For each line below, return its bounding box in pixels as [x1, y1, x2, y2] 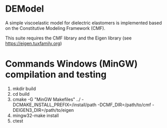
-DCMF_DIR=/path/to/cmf [97, 102, 151, 108]
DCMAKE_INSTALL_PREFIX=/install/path [12, 102, 97, 108]
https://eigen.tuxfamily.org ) [5, 40, 62, 46]
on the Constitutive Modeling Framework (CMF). [5, 25, 105, 31]
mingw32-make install [12, 112, 59, 118]
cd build [12, 91, 30, 97]
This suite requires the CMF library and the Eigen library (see [5, 35, 132, 41]
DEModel [5, 3, 44, 15]
